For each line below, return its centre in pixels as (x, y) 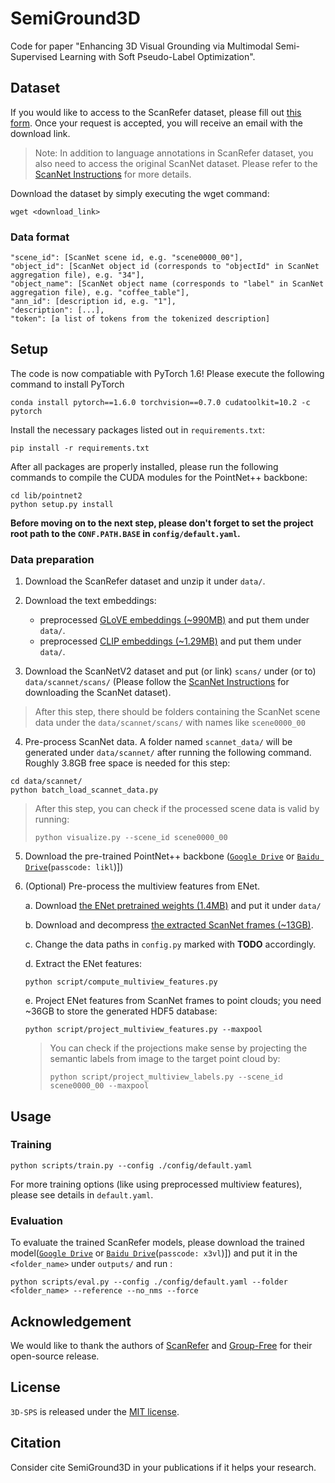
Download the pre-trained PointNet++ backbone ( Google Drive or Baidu (172, 856)
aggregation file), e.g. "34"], (77, 275)
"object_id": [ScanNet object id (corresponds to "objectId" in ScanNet (165, 267)
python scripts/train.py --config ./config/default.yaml (131, 1165)
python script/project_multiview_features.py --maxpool (143, 1030)
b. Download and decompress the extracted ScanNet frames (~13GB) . (169, 925)
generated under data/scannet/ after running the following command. (168, 753)
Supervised (34, 56)
